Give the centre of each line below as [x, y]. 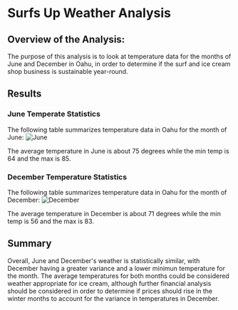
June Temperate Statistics [54, 114]
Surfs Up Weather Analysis [89, 13]
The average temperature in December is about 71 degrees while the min [114, 213]
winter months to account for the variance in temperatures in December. [113, 298]
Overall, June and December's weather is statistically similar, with [104, 260]
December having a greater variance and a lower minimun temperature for [117, 268]
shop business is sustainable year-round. [68, 71]
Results [25, 94]
